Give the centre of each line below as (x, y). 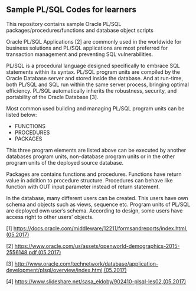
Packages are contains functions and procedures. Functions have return (94, 174)
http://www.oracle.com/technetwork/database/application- (86, 264)
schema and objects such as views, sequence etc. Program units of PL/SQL (98, 204)
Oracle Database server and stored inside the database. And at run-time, (95, 78)
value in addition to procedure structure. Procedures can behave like (89, 180)
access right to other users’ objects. (50, 217)
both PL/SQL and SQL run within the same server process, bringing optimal (97, 84)
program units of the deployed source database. (65, 162)
